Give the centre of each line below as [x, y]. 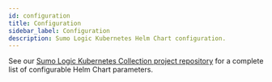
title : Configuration [45, 23]
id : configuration [39, 16]
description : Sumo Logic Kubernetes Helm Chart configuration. [117, 38]
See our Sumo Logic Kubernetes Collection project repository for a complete [136, 61]
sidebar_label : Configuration [59, 31]
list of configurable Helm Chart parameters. [81, 70]
